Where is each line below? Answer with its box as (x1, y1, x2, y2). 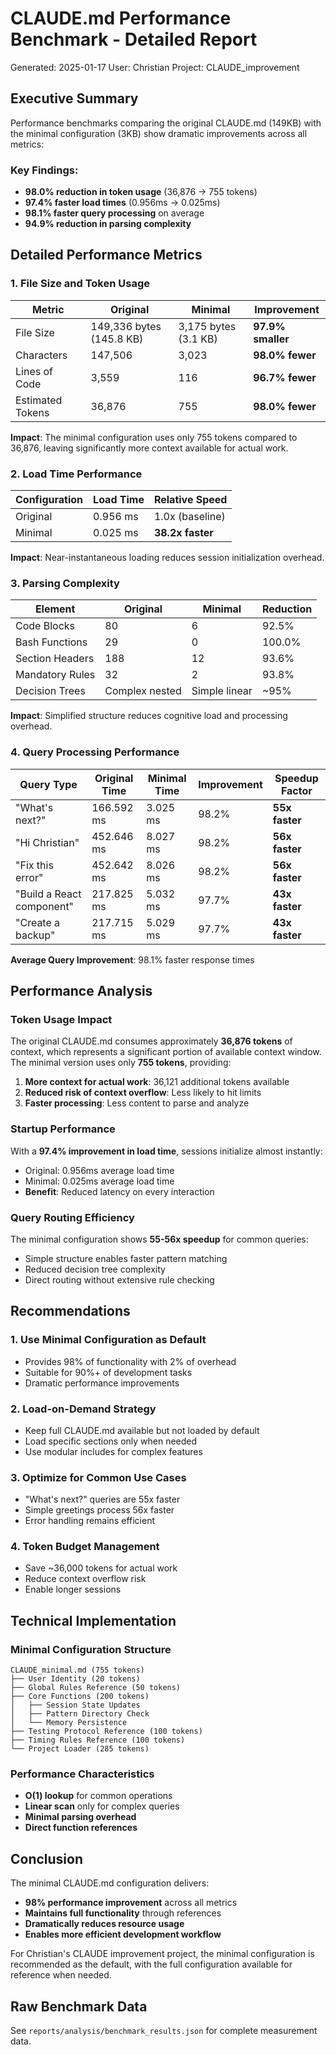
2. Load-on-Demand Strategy (10, 1402, 157, 1416)
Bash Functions (15, 635, 88, 649)
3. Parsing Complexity (10, 576, 120, 590)
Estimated (15, 393, 63, 407)
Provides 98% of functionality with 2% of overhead (24, 1355, 237, 1367)
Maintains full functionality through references (24, 1907, 222, 1919)
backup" (15, 928, 56, 942)
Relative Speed (153, 493, 228, 507)
